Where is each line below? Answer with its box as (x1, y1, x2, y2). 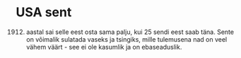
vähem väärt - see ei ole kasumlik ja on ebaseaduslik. (25, 42, 182, 51)
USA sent (16, 4, 72, 21)
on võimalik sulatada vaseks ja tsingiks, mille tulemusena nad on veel (25, 35, 228, 43)
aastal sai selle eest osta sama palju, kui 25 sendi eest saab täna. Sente (25, 28, 235, 36)
